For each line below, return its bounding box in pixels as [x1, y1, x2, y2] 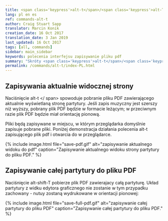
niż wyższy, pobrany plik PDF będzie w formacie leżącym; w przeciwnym [5, 106, 156, 112]
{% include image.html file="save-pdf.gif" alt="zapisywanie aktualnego [5, 141, 152, 147]
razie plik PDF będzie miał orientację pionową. [5, 111, 100, 117]
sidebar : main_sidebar [5, 49, 52, 54]
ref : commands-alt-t [5, 17, 48, 22]
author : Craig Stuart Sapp [5, 21, 61, 27]
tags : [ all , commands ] [5, 45, 52, 50]
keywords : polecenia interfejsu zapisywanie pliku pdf [5, 54, 122, 59]
